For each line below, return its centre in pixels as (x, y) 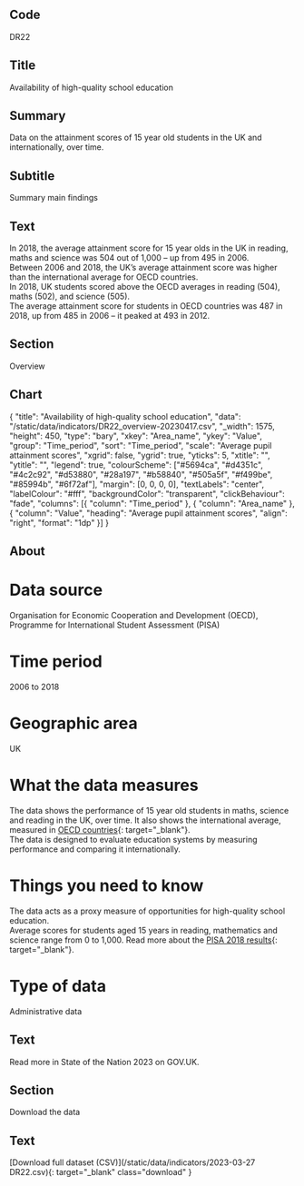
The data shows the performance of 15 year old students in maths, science (149, 810)
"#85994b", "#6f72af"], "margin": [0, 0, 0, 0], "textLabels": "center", (137, 484)
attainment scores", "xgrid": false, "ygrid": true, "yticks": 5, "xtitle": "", (140, 455)
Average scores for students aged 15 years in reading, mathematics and (144, 930)
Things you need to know (107, 886)
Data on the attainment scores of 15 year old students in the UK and (136, 138)
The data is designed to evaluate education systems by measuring (133, 839)
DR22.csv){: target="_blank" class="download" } (101, 1172)
